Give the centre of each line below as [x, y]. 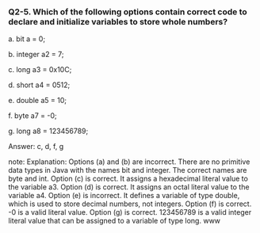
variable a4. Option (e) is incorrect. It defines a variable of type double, [124, 196]
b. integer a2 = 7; [36, 55]
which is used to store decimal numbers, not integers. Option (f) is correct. [130, 204]
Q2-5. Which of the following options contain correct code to [128, 12]
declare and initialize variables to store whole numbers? [118, 21]
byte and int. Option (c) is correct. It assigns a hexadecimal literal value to [128, 179]
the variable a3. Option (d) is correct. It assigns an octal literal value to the [129, 187]
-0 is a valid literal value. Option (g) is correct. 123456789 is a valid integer [130, 212]
